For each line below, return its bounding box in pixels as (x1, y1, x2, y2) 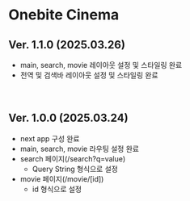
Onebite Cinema (8, 6, 120, 24)
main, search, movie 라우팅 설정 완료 (19, 144, 140, 153)
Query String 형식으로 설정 (32, 164, 119, 174)
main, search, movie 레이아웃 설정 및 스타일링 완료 (19, 61, 183, 69)
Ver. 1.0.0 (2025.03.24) (8, 111, 129, 125)
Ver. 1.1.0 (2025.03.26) (8, 38, 125, 52)
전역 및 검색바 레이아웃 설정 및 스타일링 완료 (19, 70, 159, 80)
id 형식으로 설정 (32, 184, 82, 194)
